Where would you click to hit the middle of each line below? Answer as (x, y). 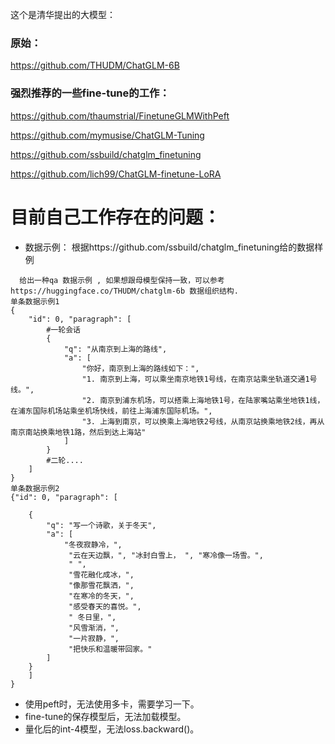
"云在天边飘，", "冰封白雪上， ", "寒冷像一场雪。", (166, 555)
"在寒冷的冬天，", (101, 596)
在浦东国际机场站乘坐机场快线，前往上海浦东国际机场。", (111, 411)
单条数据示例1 (35, 301)
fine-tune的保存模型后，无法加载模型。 (105, 716)
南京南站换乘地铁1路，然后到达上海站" (78, 432)
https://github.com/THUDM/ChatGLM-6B (95, 65)
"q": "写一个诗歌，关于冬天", (101, 525)
